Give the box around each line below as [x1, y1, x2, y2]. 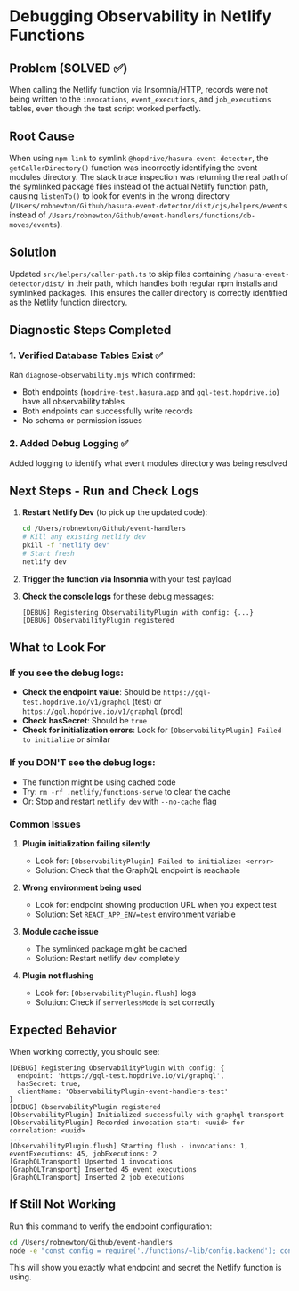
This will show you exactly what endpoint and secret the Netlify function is [9, 1262, 282, 1273]
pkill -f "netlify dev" [21, 541, 111, 550]
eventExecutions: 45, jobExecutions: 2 [9, 1149, 158, 1158]
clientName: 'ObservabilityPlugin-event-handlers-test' [17, 1087, 229, 1096]
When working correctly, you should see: [9, 1046, 160, 1057]
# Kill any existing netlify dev [21, 533, 147, 542]
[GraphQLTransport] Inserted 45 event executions [9, 1164, 198, 1173]
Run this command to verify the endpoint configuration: [9, 1221, 212, 1231]
